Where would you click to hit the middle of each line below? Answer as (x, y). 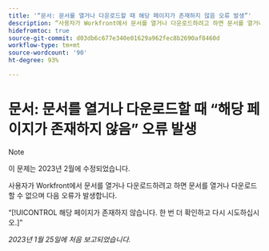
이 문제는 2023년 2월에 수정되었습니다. (69, 168)
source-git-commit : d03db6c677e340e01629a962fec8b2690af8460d (114, 38)
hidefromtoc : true (39, 30)
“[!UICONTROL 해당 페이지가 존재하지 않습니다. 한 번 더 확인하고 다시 (117, 212)
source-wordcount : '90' (48, 53)
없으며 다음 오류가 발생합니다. (71, 195)
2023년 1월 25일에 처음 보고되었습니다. (70, 239)
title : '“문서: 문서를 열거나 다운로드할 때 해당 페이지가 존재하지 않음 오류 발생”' (130, 16)
